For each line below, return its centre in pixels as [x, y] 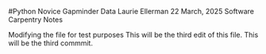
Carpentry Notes [36, 20]
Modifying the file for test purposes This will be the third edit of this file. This [133, 35]
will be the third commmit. [51, 43]
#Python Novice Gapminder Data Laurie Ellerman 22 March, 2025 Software [131, 11]
